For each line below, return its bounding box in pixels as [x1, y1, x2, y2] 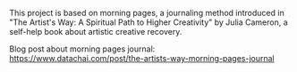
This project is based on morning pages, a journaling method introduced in [9, 8, 284, 18]
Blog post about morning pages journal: [9, 44, 156, 54]
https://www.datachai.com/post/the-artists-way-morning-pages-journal [9, 53, 275, 63]
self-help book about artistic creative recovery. [9, 27, 182, 36]
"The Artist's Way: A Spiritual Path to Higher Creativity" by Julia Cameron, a [9, 17, 288, 28]
